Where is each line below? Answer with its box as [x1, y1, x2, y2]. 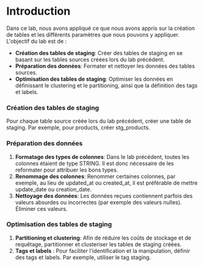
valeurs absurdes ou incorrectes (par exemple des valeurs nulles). [15, 199, 182, 206]
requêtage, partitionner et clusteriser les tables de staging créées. [15, 240, 182, 248]
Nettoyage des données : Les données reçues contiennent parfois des [15, 192, 193, 199]
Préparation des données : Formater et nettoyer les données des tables [15, 62, 195, 70]
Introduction [6, 4, 71, 18]
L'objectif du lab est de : [6, 37, 67, 45]
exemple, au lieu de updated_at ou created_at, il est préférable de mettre [15, 179, 198, 186]
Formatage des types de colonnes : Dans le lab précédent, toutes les [15, 153, 189, 160]
